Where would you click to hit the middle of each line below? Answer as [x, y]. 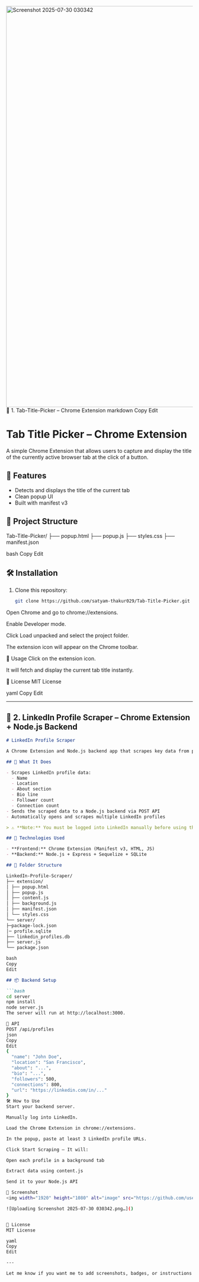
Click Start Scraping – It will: [47, 1149]
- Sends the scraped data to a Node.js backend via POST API [83, 811]
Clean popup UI [34, 496]
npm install [21, 1002]
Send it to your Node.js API [42, 1182]
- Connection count [36, 805]
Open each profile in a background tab [55, 1160]
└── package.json [28, 948]
